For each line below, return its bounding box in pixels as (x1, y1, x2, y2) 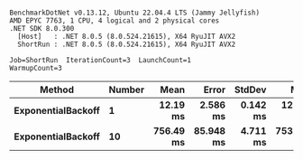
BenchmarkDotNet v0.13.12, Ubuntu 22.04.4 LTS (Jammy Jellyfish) (9, 8, 260, 17)
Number (108, 83, 145, 96)
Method (40, 83, 75, 96)
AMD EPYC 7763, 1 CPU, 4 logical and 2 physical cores (9, 16, 220, 25)
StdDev (234, 83, 267, 96)
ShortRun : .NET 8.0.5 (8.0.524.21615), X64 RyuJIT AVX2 (17, 40, 236, 49)
